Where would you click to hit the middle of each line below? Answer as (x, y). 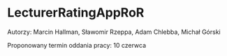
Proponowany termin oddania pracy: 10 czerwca (77, 45)
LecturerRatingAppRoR (76, 13)
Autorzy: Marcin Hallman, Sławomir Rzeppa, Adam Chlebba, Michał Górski (114, 32)
